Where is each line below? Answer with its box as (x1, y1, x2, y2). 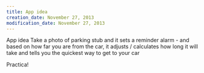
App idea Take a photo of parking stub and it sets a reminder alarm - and (6, 37, 189, 44)
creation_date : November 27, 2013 (6, 14, 95, 21)
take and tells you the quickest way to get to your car (6, 49, 140, 57)
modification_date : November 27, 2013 (6, 20, 105, 26)
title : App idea (6, 8, 48, 15)
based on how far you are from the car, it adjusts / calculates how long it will (6, 43, 199, 50)
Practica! (6, 61, 29, 68)
